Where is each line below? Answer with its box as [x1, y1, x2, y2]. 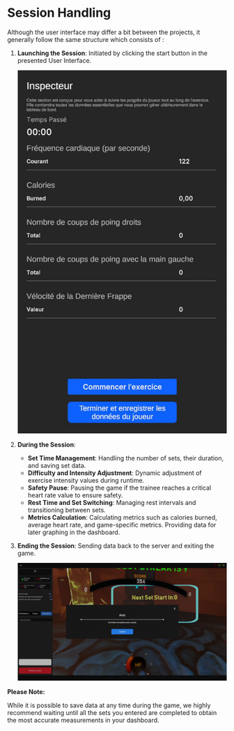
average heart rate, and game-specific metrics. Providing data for [27, 521, 217, 529]
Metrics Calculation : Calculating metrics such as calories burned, [27, 513, 217, 522]
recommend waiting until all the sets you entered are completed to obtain [7, 709, 217, 717]
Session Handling [7, 5, 111, 21]
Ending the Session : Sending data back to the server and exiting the [17, 542, 214, 550]
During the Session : [17, 441, 76, 449]
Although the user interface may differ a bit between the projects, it [7, 28, 201, 36]
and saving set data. [27, 462, 86, 470]
